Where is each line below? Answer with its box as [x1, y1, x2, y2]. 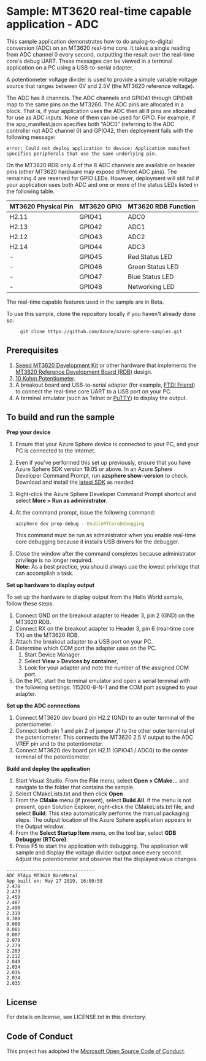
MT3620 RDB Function [128, 202, 196, 210]
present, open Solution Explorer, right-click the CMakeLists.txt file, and [15, 803, 194, 811]
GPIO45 [79, 252, 102, 261]
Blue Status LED [128, 272, 174, 281]
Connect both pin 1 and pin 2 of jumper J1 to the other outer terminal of [15, 727, 195, 735]
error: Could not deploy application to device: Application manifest [6, 145, 191, 151]
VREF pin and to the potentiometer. [15, 740, 104, 747]
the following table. [6, 187, 55, 195]
